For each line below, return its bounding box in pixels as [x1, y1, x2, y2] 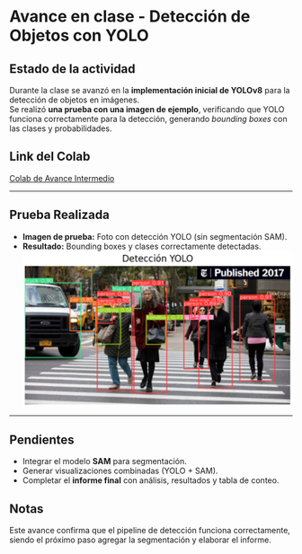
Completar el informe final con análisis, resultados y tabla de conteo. [22, 475, 280, 486]
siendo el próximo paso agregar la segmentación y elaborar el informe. [9, 534, 271, 545]
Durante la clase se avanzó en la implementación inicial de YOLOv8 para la [9, 85, 290, 95]
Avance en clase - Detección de [9, 6, 251, 27]
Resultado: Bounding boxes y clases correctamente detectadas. [22, 241, 262, 251]
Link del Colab [9, 149, 91, 164]
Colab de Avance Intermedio [9, 172, 115, 183]
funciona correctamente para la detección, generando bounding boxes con [9, 114, 288, 124]
